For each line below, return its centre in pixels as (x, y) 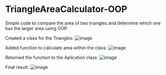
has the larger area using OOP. (37, 28)
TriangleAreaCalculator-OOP (66, 9)
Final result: (17, 67)
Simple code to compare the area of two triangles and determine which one (83, 23)
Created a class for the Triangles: (39, 38)
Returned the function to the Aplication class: (52, 57)
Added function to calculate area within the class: (56, 47)
